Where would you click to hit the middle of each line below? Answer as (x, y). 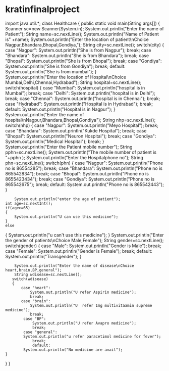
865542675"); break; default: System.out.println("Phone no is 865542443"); (84, 184)
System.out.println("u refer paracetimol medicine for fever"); (92, 336)
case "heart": (36, 288)
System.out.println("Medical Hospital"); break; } (55, 141)
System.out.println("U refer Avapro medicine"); (84, 323)
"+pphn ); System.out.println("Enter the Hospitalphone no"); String (74, 157)
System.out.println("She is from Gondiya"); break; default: (66, 66)
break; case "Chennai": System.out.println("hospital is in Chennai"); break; (83, 98)
